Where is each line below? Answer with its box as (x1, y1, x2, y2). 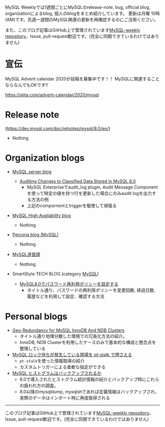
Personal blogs (5, 311, 68, 322)
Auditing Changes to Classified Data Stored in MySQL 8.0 (19, 178, 136, 184)
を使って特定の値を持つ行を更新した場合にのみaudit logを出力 (27, 190, 152, 196)
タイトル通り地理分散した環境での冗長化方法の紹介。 (19, 333, 128, 339)
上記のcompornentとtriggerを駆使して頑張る (27, 202, 117, 208)
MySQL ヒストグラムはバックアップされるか (12, 370, 102, 376)
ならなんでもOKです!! (5, 82, 48, 88)
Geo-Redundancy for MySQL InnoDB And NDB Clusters (12, 327, 125, 333)
